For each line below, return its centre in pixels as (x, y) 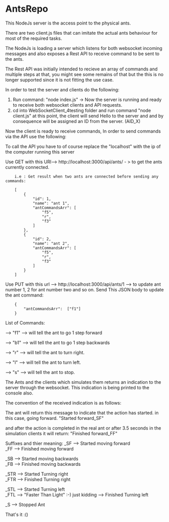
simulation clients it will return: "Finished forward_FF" (61, 433)
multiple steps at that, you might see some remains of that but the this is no (84, 74)
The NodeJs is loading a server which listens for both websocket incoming (84, 48)
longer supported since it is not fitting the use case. (59, 80)
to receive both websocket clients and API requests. (67, 105)
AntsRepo (27, 9)
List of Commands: (25, 322)
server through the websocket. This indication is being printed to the (77, 387)
